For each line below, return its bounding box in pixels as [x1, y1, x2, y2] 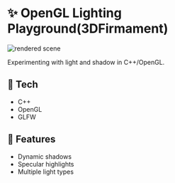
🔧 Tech [7, 78, 39, 90]
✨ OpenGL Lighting [7, 5, 122, 21]
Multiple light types [17, 167, 74, 176]
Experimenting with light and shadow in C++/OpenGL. [7, 58, 165, 66]
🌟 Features [7, 133, 56, 145]
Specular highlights [17, 160, 74, 168]
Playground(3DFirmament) [7, 21, 169, 37]
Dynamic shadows [17, 152, 72, 161]
